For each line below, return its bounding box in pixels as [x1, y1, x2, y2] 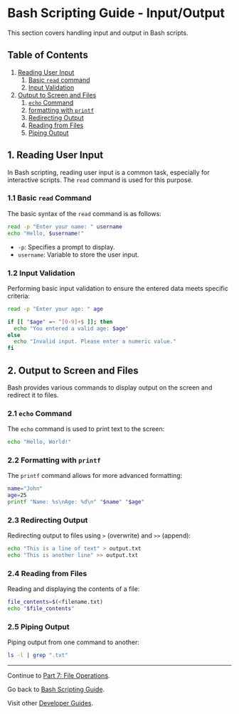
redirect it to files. [7, 390, 59, 399]
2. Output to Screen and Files [7, 364, 139, 376]
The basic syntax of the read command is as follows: [7, 209, 161, 218]
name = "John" [7, 485, 43, 492]
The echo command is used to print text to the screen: [7, 425, 165, 433]
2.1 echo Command [7, 408, 73, 418]
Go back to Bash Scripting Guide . [7, 685, 105, 694]
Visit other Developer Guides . [7, 699, 94, 708]
